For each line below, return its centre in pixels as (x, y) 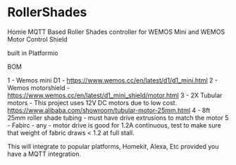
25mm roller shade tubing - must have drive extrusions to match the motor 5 (118, 118)
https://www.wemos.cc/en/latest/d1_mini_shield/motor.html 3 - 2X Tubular (115, 95)
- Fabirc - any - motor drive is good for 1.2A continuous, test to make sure (114, 125)
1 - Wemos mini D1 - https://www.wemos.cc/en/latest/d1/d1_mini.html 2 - (113, 80)
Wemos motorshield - (39, 87)
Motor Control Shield (38, 39)
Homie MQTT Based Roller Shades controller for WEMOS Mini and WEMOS (116, 32)
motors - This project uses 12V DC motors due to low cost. (92, 102)
